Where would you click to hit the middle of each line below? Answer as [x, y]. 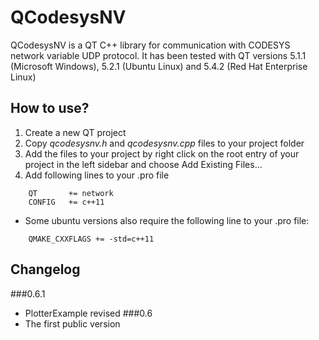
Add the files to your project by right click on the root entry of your [162, 153]
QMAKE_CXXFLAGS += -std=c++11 [91, 239]
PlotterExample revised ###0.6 [88, 313]
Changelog [45, 269]
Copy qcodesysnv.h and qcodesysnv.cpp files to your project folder [164, 143]
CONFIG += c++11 [66, 202]
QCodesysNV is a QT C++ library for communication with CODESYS [150, 45]
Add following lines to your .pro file [97, 175]
